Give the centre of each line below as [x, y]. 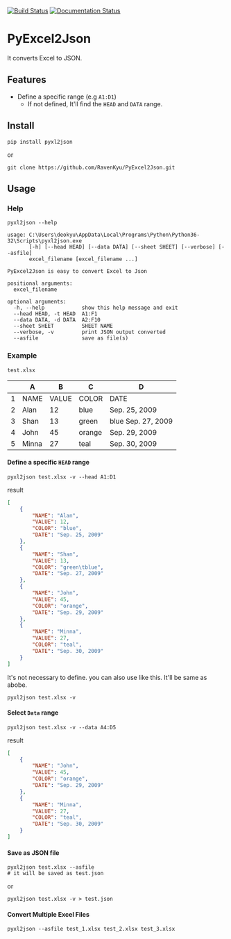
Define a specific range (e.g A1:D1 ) [67, 97]
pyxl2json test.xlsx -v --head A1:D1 [62, 477]
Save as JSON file [33, 853]
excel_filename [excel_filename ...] [83, 259]
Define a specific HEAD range [49, 463]
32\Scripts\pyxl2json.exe [44, 241]
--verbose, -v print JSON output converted [90, 332]
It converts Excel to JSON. [45, 58]
